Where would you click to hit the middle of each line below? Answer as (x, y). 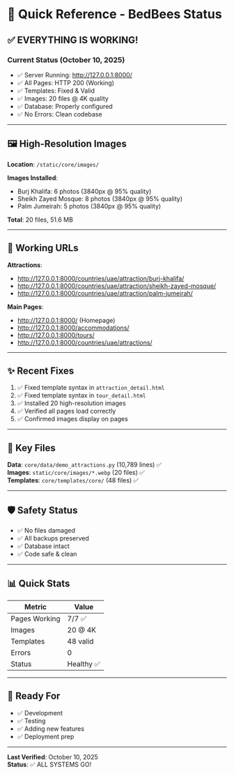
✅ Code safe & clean (47, 554)
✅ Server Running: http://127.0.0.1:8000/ (75, 75)
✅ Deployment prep (46, 736)
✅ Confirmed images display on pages (73, 419)
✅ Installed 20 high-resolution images (72, 403)
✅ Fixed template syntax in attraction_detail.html (91, 388)
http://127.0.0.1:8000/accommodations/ (73, 328)
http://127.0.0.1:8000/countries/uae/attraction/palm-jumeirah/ (105, 293)
